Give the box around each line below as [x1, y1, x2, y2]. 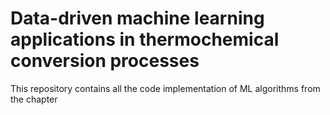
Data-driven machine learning [10, 7, 265, 30]
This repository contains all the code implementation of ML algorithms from [10, 82, 321, 94]
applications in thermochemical [10, 28, 280, 51]
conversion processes [10, 50, 200, 72]
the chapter [10, 93, 58, 105]
